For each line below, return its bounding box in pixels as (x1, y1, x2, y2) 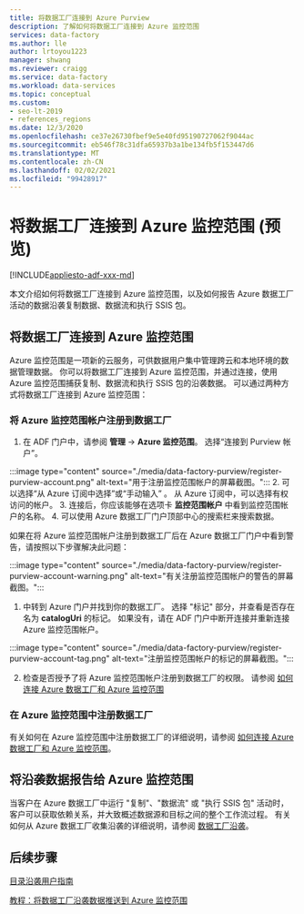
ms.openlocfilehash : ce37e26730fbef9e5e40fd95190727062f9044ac (9, 132, 255, 141)
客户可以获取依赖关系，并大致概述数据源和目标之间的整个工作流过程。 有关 (9, 809, 291, 820)
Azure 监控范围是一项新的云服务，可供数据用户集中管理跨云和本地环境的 (9, 355, 281, 365)
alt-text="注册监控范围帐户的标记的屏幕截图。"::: (111, 653, 294, 665)
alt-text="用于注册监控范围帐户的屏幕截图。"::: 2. (96, 477, 280, 488)
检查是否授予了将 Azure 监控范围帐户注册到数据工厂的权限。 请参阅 (22, 673, 276, 684)
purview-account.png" (9, 477, 95, 488)
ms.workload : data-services (9, 81, 117, 90)
